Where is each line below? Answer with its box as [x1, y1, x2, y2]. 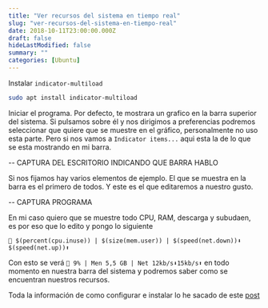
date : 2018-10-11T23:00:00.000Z [8, 26, 116, 34]
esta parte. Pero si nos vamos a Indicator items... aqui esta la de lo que [8, 134, 251, 143]
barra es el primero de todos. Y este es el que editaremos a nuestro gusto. [8, 182, 254, 191]
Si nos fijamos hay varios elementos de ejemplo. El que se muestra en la [8, 173, 246, 182]
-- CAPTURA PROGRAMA [8, 197, 93, 206]
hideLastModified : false [8, 42, 91, 50]
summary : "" [8, 49, 48, 57]
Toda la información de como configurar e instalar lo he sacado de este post [8, 290, 260, 300]
